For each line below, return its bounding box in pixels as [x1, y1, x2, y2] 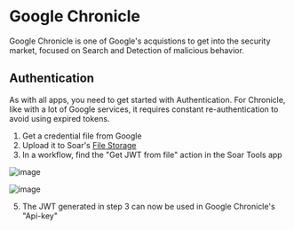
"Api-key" [21, 210, 58, 221]
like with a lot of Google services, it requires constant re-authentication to [9, 104, 279, 115]
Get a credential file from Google [21, 131, 142, 141]
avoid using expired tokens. [9, 113, 110, 123]
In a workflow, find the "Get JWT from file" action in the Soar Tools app [21, 149, 282, 160]
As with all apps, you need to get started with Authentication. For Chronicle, [9, 94, 286, 105]
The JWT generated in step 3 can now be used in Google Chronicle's [21, 201, 275, 211]
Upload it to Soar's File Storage [21, 139, 137, 150]
